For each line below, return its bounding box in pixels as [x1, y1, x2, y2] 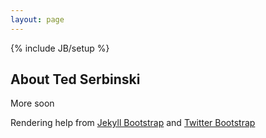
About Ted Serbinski [10, 71, 141, 88]
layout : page [10, 14, 65, 25]
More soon [10, 97, 55, 110]
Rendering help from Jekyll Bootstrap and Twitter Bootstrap [10, 117, 256, 129]
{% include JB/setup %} [10, 42, 110, 54]
